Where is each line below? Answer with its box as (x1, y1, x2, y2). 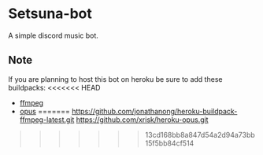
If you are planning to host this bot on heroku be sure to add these (8, 74, 223, 83)
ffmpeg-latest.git (19, 115, 75, 124)
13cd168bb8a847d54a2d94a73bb (145, 130, 256, 139)
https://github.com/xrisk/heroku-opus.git (76, 115, 209, 124)
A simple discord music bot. (8, 31, 98, 40)
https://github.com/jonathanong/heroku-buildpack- (72, 106, 238, 116)
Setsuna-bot (8, 5, 93, 23)
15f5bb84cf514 (145, 138, 194, 148)
